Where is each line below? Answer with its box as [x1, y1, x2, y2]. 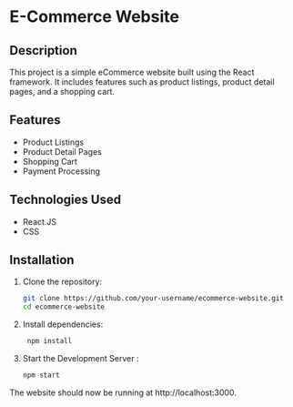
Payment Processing [22, 166, 101, 177]
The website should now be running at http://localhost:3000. [9, 387, 237, 398]
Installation [9, 252, 75, 268]
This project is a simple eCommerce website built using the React [9, 66, 255, 77]
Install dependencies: [22, 319, 104, 330]
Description [9, 43, 77, 58]
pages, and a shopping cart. [9, 86, 116, 97]
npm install [26, 337, 73, 346]
